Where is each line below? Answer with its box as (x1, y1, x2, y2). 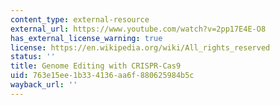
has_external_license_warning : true (10, 33, 163, 43)
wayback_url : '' (10, 80, 78, 90)
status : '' (10, 52, 56, 62)
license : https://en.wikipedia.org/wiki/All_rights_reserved (10, 42, 271, 53)
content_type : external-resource (10, 14, 150, 25)
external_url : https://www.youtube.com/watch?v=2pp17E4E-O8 (10, 24, 267, 34)
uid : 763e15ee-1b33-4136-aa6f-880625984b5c (10, 71, 195, 81)
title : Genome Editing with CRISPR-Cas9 (10, 61, 182, 71)
